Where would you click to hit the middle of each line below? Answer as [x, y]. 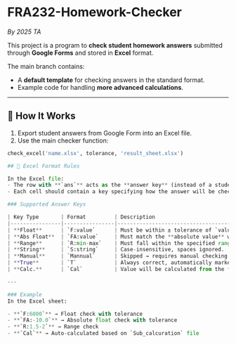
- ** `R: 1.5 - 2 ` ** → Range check [53, 327]
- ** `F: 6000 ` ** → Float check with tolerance [75, 314]
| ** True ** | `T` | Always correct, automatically [110, 263]
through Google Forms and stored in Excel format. [80, 53]
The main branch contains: [46, 66]
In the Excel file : [36, 179]
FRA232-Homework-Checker [95, 12]
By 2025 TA [24, 32]
